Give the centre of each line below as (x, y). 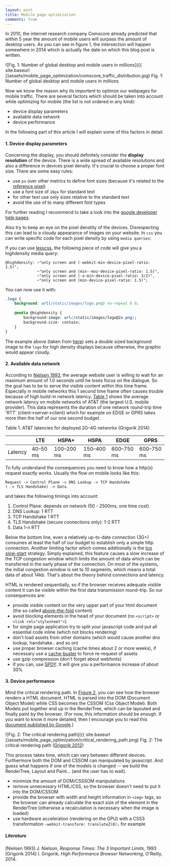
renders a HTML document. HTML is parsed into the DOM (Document (78, 698)
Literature (16, 836)
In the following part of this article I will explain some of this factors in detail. (84, 132)
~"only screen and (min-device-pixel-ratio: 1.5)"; (93, 280)
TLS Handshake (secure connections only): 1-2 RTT (66, 522)
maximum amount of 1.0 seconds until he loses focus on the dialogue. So (81, 380)
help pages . (18, 218)
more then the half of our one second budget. (53, 418)
